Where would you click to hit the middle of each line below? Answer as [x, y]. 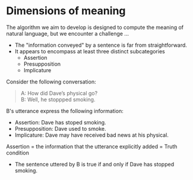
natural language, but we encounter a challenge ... [68, 33]
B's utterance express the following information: [65, 111]
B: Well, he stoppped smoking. [58, 99]
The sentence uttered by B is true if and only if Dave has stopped [94, 164]
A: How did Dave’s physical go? [59, 93]
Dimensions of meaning [66, 11]
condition [18, 153]
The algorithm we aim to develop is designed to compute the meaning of [95, 27]
